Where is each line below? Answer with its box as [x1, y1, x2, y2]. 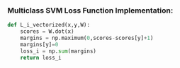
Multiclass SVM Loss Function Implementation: [7, 6, 174, 15]
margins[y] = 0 [20, 41, 59, 48]
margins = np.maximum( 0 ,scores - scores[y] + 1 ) [20, 34, 154, 42]
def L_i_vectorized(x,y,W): [7, 22, 91, 29]
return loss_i [20, 54, 62, 61]
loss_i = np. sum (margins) [20, 48, 97, 55]
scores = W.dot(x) [20, 28, 74, 35]
